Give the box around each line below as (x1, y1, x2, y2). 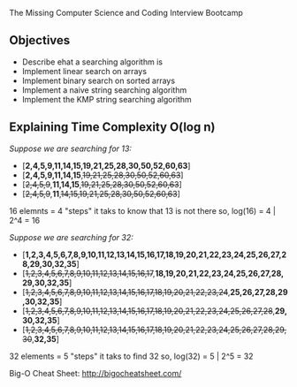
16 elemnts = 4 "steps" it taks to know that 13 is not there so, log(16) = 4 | (9, 205, 277, 216)
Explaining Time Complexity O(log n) (9, 119, 216, 135)
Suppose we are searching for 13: (9, 143, 133, 154)
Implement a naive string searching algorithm (21, 84, 187, 95)
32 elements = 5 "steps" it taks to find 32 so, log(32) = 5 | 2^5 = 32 (9, 351, 254, 361)
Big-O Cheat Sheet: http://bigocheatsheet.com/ (9, 368, 182, 378)
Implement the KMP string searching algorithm (21, 94, 192, 104)
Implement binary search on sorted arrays (21, 75, 175, 86)
